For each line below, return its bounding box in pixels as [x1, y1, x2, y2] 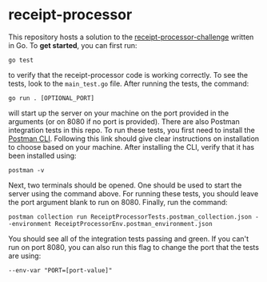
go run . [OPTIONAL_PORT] [8, 94, 94, 102]
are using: [8, 251, 42, 260]
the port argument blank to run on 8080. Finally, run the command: [8, 197, 228, 207]
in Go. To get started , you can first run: [8, 40, 137, 50]
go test [8, 56, 34, 64]
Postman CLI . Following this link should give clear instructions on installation [8, 134, 260, 143]
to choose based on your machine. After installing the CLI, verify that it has [8, 142, 254, 151]
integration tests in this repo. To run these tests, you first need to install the [8, 125, 256, 135]
